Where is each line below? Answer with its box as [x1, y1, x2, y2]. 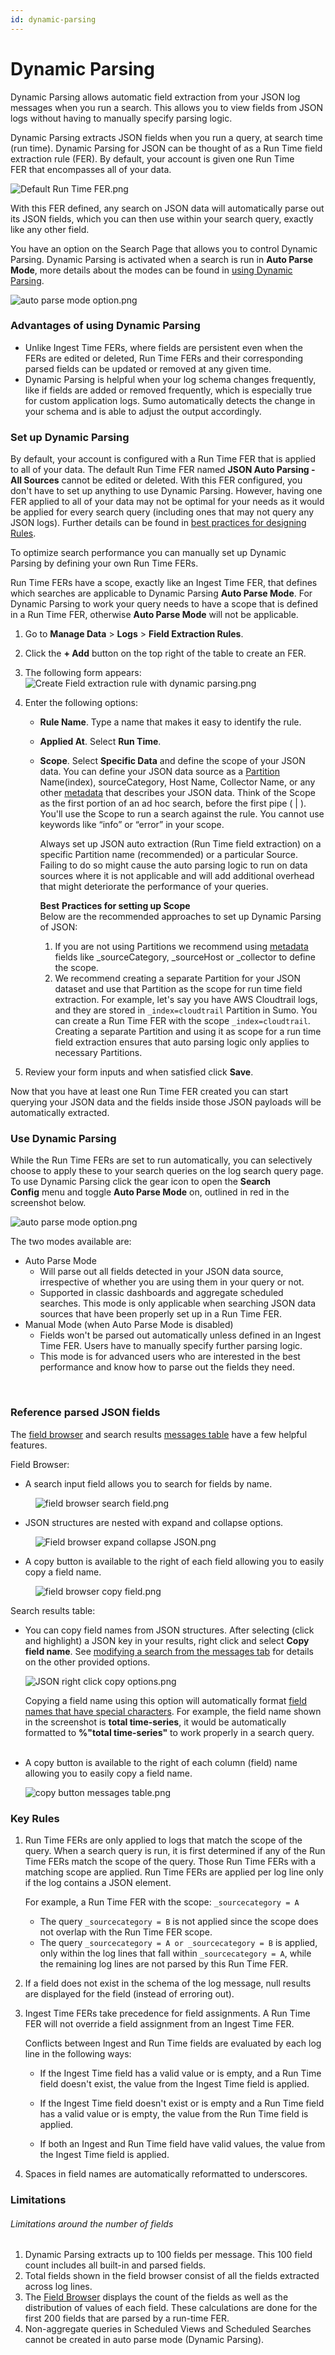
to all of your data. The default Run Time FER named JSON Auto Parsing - [10, 464, 316, 476]
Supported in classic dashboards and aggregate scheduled [39, 1287, 284, 1299]
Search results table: [10, 1604, 96, 1616]
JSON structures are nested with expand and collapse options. [24, 1516, 284, 1528]
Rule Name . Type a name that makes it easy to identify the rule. [39, 716, 302, 728]
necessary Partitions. [54, 1047, 143, 1059]
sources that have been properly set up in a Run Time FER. [39, 1308, 282, 1320]
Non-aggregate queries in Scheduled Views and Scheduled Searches [24, 2323, 312, 2335]
